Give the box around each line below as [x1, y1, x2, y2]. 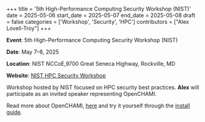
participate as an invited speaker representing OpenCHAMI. [6, 90, 157, 97]
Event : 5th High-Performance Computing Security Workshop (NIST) [6, 37, 178, 43]
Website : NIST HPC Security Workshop [6, 72, 106, 79]
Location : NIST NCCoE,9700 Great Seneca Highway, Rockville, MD [6, 60, 176, 67]
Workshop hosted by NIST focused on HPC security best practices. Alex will [6, 84, 199, 91]
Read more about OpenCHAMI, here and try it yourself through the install [6, 102, 190, 109]
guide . [6, 109, 23, 115]
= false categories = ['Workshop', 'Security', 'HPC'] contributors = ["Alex [6, 18, 190, 25]
